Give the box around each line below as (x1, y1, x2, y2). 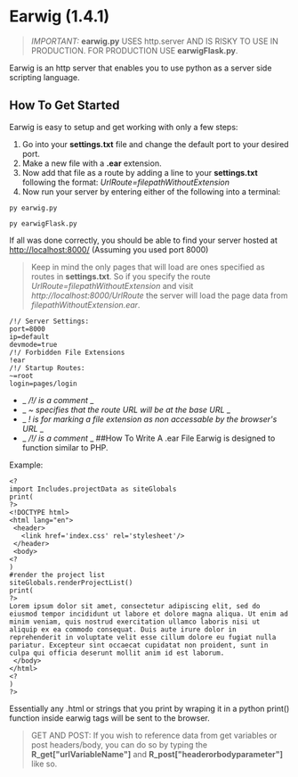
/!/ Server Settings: (9, 317, 90, 326)
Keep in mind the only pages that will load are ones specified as (30, 261, 265, 272)
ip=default (9, 332, 50, 341)
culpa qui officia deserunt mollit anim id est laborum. (9, 649, 225, 657)
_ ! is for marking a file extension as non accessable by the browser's (21, 413, 278, 425)
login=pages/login (9, 379, 77, 388)
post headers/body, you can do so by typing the (30, 739, 208, 750)
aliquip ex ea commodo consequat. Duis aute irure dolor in (9, 624, 238, 634)
